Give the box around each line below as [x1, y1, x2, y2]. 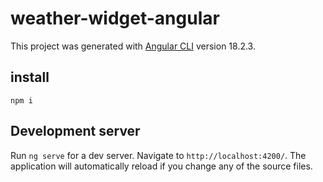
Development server [10, 123, 141, 140]
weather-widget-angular [10, 7, 220, 30]
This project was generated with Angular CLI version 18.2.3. [10, 40, 256, 52]
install [10, 69, 50, 86]
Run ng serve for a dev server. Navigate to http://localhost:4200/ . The [10, 149, 307, 161]
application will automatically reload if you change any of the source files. [10, 160, 313, 172]
